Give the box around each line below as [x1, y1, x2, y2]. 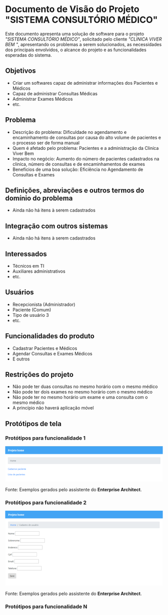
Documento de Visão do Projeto [5, 4, 139, 15]
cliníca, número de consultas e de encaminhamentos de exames [12, 161, 145, 167]
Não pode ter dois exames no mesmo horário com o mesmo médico [12, 389, 152, 395]
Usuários [5, 288, 34, 297]
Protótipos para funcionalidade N [5, 603, 87, 610]
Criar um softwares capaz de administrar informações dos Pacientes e [12, 80, 158, 86]
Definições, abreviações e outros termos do [5, 186, 144, 194]
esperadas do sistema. [5, 52, 52, 58]
